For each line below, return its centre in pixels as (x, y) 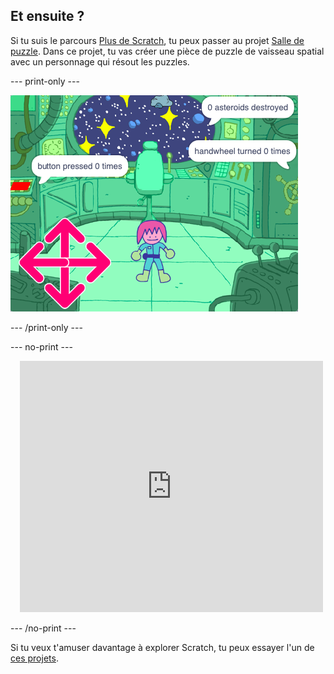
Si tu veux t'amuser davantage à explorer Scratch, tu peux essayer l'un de (162, 647)
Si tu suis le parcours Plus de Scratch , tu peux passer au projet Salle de (157, 40)
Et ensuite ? (47, 16)
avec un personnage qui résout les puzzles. (100, 61)
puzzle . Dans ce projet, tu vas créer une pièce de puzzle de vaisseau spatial (167, 51)
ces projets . (34, 658)
